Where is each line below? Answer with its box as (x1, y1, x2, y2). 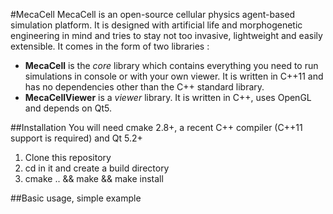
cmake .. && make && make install (24, 173, 164, 184)
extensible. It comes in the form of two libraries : (10, 40, 210, 52)
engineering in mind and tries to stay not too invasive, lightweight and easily (10, 30, 323, 41)
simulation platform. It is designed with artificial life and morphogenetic (10, 19, 303, 31)
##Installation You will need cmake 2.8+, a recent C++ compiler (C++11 (10, 122, 303, 133)
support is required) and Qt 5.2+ (10, 132, 143, 144)
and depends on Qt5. (24, 102, 112, 114)
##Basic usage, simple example (10, 192, 142, 204)
